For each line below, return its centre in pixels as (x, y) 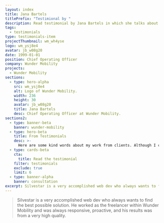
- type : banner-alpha (31, 177)
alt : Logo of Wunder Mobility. (46, 91)
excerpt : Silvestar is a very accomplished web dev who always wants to (81, 186)
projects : (15, 69)
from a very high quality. (41, 215)
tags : (10, 28)
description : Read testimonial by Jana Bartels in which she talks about (82, 23)
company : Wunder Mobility (31, 64)
